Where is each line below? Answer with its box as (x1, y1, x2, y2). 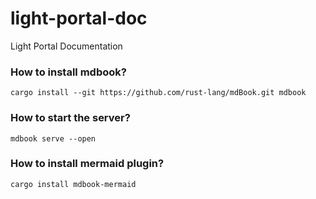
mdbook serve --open (10, 133, 97, 144)
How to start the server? (10, 111, 131, 125)
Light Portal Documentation (10, 40, 123, 52)
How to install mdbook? (10, 65, 127, 79)
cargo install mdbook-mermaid (10, 179, 137, 189)
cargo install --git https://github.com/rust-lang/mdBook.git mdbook (10, 88, 307, 98)
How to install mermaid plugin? (10, 157, 165, 171)
